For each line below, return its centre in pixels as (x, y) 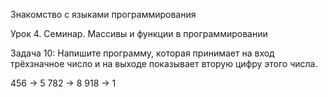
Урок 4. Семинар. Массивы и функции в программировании (139, 33)
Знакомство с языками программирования (103, 14)
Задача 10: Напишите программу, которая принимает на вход (142, 53)
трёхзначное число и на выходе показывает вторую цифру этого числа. (164, 63)
